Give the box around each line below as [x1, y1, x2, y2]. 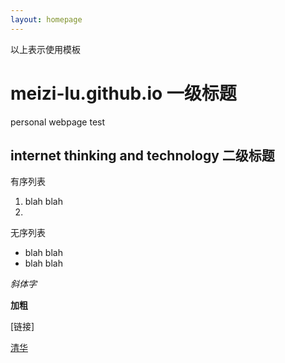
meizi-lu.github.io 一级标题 [10, 82, 237, 105]
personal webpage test [10, 116, 106, 128]
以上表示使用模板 [10, 43, 81, 55]
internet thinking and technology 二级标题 [10, 147, 275, 164]
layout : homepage [10, 14, 83, 25]
